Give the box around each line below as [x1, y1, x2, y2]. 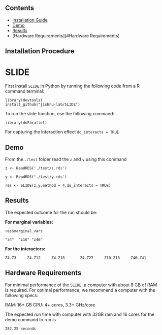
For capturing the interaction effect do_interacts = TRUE [5, 129, 119, 135]
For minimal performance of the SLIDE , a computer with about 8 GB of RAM [5, 282, 158, 288]
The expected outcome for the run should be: [5, 209, 97, 215]
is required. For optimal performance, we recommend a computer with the [5, 287, 156, 293]
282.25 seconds [5, 326, 36, 331]
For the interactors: [5, 246, 46, 252]
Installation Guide [12, 17, 48, 23]
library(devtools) [5, 98, 43, 103]
